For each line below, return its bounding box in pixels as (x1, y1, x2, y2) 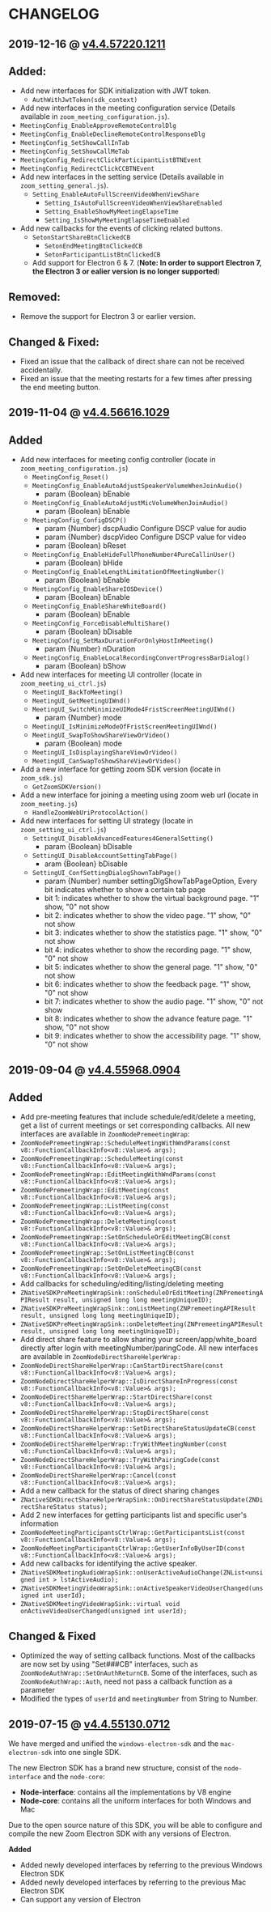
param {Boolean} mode (44, 738, 123, 749)
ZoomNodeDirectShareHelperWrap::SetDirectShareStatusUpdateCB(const (19, 1425, 256, 1433)
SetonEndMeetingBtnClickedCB (44, 242, 143, 251)
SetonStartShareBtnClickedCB (32, 234, 131, 242)
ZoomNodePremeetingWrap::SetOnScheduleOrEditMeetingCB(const (19, 1234, 231, 1242)
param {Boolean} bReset (44, 541, 127, 550)
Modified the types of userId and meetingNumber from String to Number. (19, 1693, 258, 1704)
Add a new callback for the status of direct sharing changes (19, 1486, 220, 1496)
